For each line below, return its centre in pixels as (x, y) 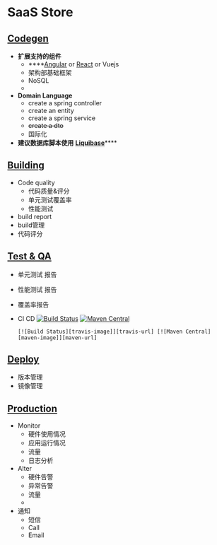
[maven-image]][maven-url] (57, 338)
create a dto (46, 125)
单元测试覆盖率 (50, 199)
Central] (198, 332)
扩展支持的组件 (39, 56)
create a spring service (62, 118)
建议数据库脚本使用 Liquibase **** (68, 143)
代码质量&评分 (49, 191)
